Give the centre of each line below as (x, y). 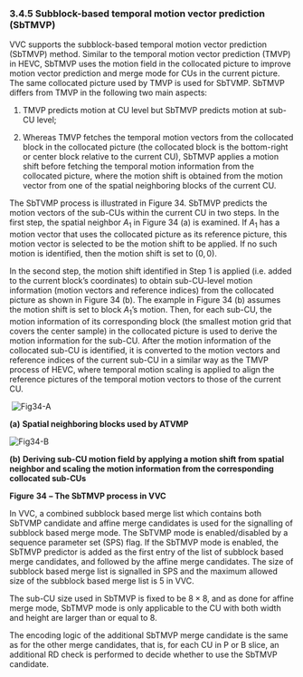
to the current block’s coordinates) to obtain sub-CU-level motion (131, 281)
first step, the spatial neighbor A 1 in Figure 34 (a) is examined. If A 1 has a (145, 223)
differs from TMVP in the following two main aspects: (109, 92)
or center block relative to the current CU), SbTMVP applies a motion (151, 157)
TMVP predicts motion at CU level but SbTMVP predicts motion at (145, 111)
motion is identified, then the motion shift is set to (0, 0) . (113, 254)
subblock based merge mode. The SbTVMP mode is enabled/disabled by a (149, 532)
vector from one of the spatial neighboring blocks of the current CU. (149, 186)
